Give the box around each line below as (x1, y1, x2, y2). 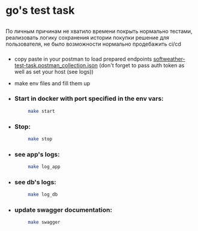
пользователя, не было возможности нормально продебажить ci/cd (5, 40, 181, 47)
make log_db (28, 191, 58, 198)
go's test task (5, 4, 75, 17)
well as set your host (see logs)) (14, 68, 94, 75)
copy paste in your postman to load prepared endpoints (14, 55, 152, 62)
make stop (28, 136, 53, 142)
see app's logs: (14, 150, 60, 158)
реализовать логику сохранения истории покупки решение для (5, 34, 169, 41)
